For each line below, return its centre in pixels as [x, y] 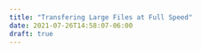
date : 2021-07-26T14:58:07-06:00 [71, 26]
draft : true [31, 33]
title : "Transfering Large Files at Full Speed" [101, 17]
